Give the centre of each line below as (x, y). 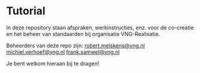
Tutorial (26, 11)
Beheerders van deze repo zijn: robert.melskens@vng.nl (75, 45)
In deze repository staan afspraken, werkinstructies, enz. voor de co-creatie (100, 28)
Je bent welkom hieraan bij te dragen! (53, 63)
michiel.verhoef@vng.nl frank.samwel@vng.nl (63, 51)
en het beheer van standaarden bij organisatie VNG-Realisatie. (83, 34)
